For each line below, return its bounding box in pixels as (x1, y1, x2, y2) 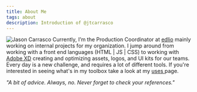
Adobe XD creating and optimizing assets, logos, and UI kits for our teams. (6, 55, 190, 62)
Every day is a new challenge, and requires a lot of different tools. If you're (6, 61, 189, 68)
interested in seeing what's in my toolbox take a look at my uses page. (6, 68, 179, 75)
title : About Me (6, 8, 47, 15)
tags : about (6, 14, 36, 20)
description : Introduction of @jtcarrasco (6, 20, 113, 26)
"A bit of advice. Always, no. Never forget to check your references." (6, 79, 175, 86)
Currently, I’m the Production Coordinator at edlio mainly (53, 36, 191, 43)
